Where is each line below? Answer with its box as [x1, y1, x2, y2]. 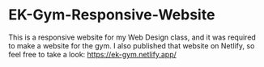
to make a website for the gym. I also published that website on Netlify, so [8, 40, 255, 50]
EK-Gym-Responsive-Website [8, 6, 215, 24]
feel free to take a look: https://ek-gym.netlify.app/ [8, 49, 177, 59]
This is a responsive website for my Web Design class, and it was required [8, 32, 257, 42]
